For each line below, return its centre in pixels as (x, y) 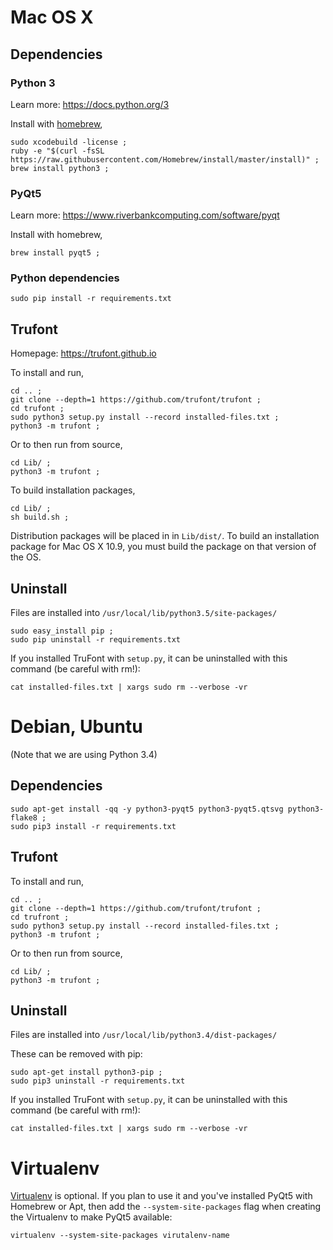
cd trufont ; (37, 409)
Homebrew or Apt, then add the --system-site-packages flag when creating (166, 1207)
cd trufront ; (40, 917)
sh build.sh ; (40, 517)
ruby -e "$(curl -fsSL (57, 151)
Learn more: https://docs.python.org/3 (90, 104)
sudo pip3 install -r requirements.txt (93, 826)
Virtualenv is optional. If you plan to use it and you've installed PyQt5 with (161, 1196)
